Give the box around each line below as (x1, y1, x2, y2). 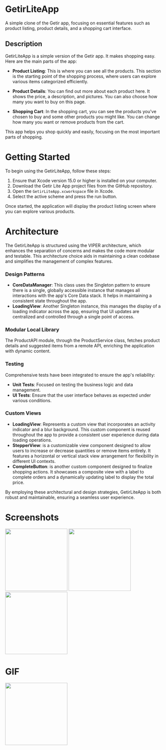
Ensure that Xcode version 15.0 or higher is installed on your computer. (12, 177, 158, 183)
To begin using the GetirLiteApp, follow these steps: (5, 168, 111, 174)
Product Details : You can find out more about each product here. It (12, 88, 150, 94)
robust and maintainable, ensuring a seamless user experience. (5, 494, 135, 500)
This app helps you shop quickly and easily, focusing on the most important (5, 129, 160, 135)
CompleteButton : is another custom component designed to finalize (12, 463, 153, 469)
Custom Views (5, 410, 41, 417)
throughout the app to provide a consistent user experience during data (12, 432, 159, 438)
